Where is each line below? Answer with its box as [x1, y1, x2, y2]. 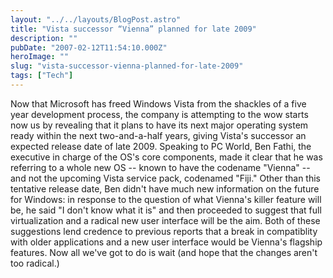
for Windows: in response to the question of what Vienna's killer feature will [10, 193, 322, 205]
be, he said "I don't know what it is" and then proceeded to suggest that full [10, 204, 322, 216]
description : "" [10, 33, 78, 43]
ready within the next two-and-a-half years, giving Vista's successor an [10, 129, 307, 141]
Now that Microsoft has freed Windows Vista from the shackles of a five [10, 97, 307, 110]
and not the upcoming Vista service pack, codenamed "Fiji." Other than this [10, 172, 321, 184]
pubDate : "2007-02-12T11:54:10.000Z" [10, 42, 168, 53]
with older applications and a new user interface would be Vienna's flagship [10, 236, 323, 248]
